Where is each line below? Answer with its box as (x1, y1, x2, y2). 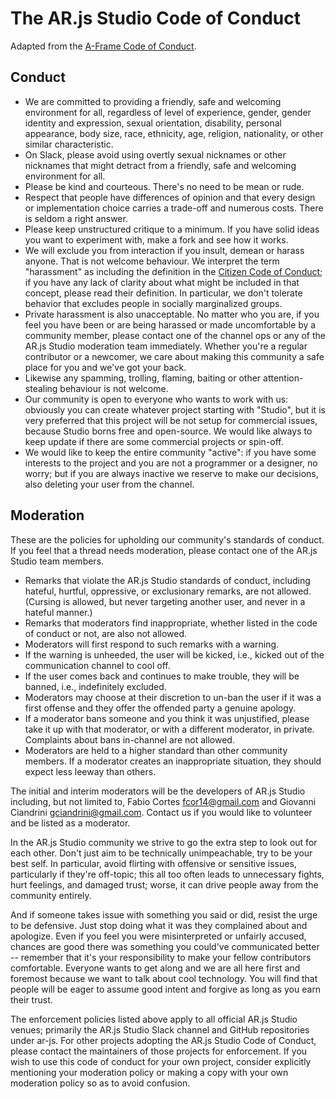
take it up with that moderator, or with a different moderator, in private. (24, 723, 315, 735)
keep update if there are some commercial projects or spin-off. (24, 435, 284, 447)
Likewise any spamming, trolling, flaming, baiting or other (24, 372, 262, 384)
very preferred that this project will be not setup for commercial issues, (24, 414, 318, 426)
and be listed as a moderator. (10, 817, 131, 829)
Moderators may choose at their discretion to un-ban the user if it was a (24, 691, 322, 703)
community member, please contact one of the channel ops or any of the (24, 329, 326, 341)
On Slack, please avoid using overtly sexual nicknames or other (24, 148, 287, 161)
